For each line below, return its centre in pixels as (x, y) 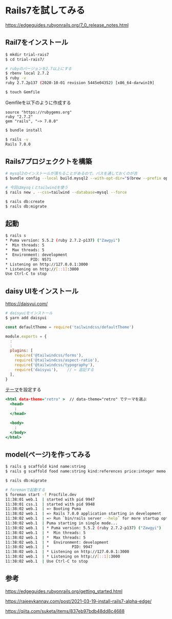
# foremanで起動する (25, 490)
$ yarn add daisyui (26, 318)
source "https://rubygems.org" (39, 112)
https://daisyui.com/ (27, 304)
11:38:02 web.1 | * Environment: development (57, 542)
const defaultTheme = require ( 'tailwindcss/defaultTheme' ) (70, 327)
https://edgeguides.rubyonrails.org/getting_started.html (64, 591)
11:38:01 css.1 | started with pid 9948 (50, 504)
